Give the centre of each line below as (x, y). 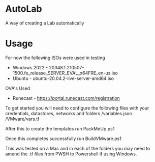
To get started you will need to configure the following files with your (77, 108)
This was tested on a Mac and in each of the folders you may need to (78, 148)
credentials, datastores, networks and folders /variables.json (69, 113)
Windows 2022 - (30, 67)
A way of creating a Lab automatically (45, 23)
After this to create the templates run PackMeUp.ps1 (60, 128)
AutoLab (24, 9)
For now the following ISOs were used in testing (55, 58)
